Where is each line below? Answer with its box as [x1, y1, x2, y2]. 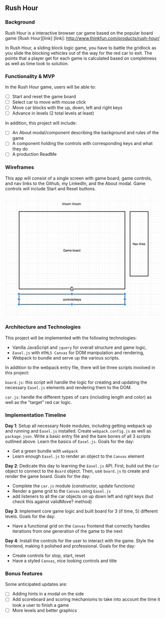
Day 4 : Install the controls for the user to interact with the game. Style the [5, 538, 154, 544]
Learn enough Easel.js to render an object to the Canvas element [12, 453, 144, 459]
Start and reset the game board [12, 93, 76, 99]
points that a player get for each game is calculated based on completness [5, 55, 157, 61]
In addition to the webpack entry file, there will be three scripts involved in [5, 364, 156, 370]
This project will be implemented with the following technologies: [5, 335, 137, 341]
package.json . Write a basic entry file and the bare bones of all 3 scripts [5, 434, 151, 439]
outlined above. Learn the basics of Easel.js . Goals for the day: [5, 438, 134, 444]
